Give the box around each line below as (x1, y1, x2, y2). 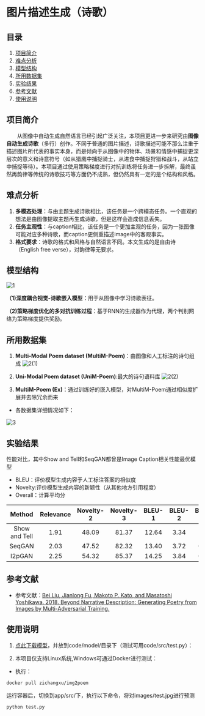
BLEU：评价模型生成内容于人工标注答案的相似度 (15, 476, 136, 483)
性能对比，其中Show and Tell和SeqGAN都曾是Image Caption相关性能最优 (6, 455, 191, 463)
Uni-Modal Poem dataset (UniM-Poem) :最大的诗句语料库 (15, 373, 160, 380)
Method (10, 510, 34, 519)
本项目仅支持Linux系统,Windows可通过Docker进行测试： (15, 654, 157, 662)
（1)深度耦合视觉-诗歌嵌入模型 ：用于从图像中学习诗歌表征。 (6, 294, 157, 302)
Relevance (40, 510, 71, 519)
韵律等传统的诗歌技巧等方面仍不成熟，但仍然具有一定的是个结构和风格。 (16, 170, 199, 177)
